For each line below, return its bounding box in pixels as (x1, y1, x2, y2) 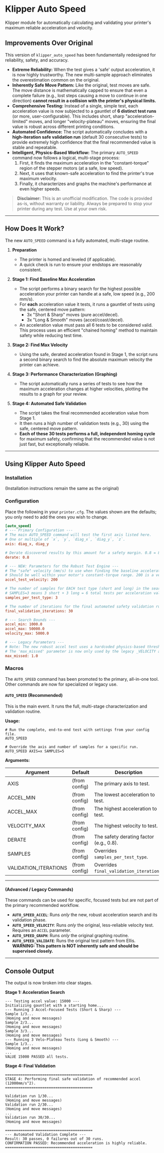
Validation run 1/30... (5, 1094, 54, 1099)
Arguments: (5, 757, 30, 763)
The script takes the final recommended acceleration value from (19, 410, 149, 416)
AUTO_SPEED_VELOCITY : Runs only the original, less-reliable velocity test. (12, 922, 154, 928)
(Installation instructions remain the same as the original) (5, 485, 119, 491)
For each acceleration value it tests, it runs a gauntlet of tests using (19, 301, 155, 307)
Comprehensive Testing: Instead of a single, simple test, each (12, 103, 138, 108)
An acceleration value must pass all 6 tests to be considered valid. (19, 322, 153, 328)
